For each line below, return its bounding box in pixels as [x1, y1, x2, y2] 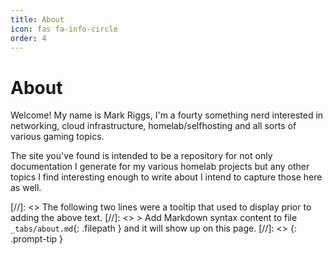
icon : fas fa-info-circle [10, 24, 118, 34]
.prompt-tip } [10, 233, 64, 245]
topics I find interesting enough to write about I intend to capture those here [10, 171, 323, 183]
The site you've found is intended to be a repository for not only [10, 150, 273, 162]
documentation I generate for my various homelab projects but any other [10, 161, 310, 173]
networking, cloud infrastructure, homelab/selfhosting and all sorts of [10, 120, 297, 132]
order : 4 [10, 33, 47, 43]
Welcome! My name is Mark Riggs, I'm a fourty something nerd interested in [10, 109, 324, 121]
